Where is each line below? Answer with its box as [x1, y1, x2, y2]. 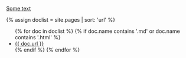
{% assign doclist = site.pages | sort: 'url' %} [6, 16, 116, 23]
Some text [6, 5, 31, 12]
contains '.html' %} [14, 34, 61, 40]
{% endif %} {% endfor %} [14, 46, 80, 53]
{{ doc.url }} [14, 40, 44, 47]
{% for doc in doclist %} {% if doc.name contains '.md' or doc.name [14, 28, 180, 35]
